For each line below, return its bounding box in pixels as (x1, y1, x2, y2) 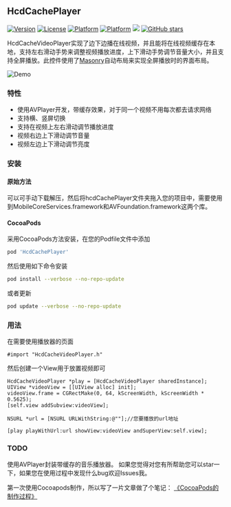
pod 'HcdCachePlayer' (7, 248, 69, 256)
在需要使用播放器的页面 (7, 337, 74, 346)
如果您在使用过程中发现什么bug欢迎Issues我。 (19, 468, 151, 477)
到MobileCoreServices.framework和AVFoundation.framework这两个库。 (7, 203, 212, 211)
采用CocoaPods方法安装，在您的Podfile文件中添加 (7, 235, 151, 243)
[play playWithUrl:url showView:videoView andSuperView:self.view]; (7, 428, 208, 435)
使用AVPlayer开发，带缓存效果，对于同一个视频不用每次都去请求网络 (16, 106, 212, 114)
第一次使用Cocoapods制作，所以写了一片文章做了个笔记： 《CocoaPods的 (7, 483, 219, 492)
